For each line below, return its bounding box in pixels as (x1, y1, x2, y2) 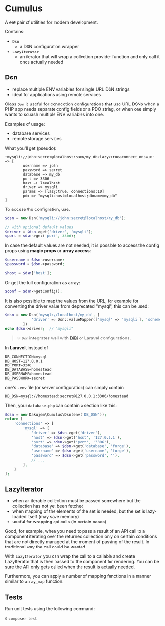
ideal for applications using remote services (12, 91, 101, 97)
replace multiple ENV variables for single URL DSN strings (12, 86, 130, 92)
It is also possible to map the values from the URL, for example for (5, 298, 139, 304)
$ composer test (5, 616, 38, 621)
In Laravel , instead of (5, 345, 48, 351)
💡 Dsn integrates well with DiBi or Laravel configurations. (17, 335, 131, 341)
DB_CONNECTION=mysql (5, 354, 48, 360)
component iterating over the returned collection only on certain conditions (5, 533, 157, 540)
